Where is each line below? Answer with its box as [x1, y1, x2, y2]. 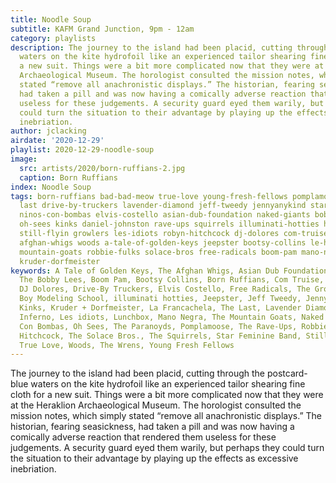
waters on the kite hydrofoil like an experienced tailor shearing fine [30, 378, 306, 390]
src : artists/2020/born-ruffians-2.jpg [19, 163, 186, 173]
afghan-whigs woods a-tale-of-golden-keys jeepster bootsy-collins [19, 237, 307, 248]
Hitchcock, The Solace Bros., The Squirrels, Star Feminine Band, [19, 331, 302, 341]
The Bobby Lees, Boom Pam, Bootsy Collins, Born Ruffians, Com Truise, [19, 275, 325, 285]
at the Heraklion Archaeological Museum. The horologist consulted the [10, 399, 302, 411]
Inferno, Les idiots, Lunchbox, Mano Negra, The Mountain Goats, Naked [19, 312, 325, 322]
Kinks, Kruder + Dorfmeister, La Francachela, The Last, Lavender [19, 303, 302, 313]
